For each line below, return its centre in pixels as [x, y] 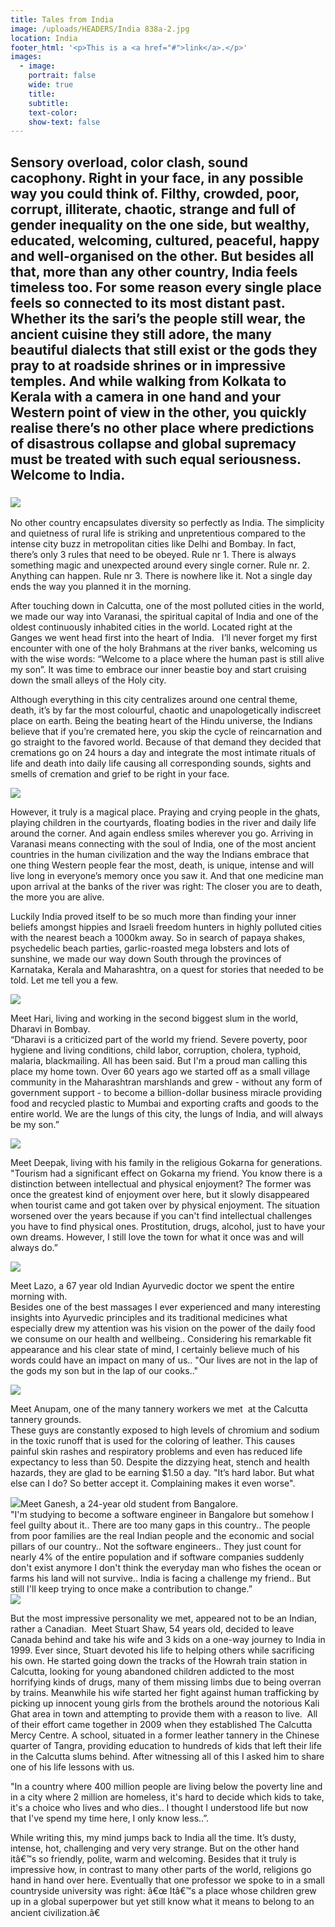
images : [26, 57]
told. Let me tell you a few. [64, 980]
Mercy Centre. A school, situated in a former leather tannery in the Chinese [165, 1735]
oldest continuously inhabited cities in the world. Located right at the [151, 627]
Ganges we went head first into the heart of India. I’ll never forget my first [164, 637]
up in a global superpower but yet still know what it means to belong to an [162, 1901]
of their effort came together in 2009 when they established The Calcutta [161, 1724]
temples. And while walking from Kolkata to [148, 381]
